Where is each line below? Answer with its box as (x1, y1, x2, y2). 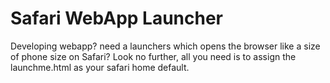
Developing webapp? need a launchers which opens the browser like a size (10, 40, 321, 52)
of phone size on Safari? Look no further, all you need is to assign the (10, 50, 297, 62)
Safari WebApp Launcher (10, 7, 224, 30)
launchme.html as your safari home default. (10, 61, 190, 73)
